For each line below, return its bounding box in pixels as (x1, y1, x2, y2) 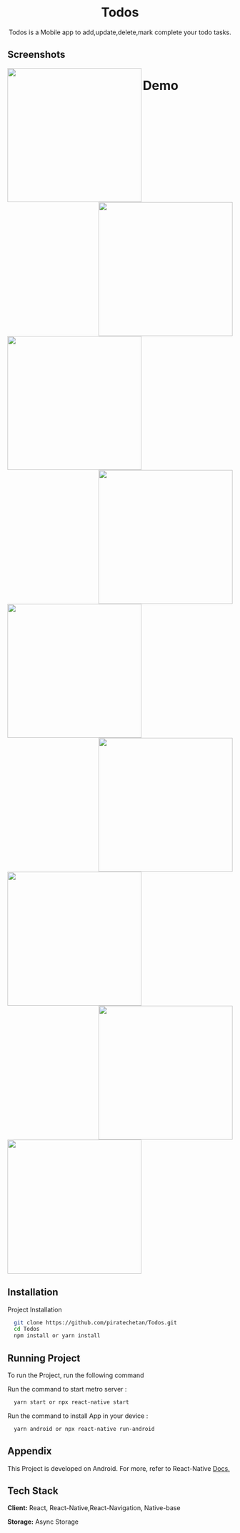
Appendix (7, 1445, 52, 1457)
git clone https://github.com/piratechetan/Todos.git (14, 1319, 177, 1326)
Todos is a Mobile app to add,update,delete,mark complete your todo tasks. (8, 28, 232, 36)
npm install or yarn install (14, 1332, 101, 1339)
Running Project (7, 1352, 81, 1364)
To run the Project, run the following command (7, 1371, 144, 1379)
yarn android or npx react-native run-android (14, 1425, 155, 1432)
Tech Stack (7, 1484, 59, 1497)
